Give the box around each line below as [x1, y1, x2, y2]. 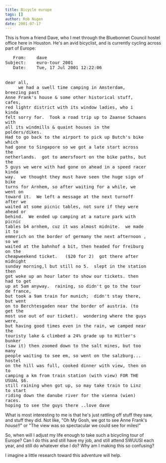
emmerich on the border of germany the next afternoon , [5, 234, 147, 239]
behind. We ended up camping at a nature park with [5, 214, 136, 220]
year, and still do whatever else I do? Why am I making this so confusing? [5, 443, 155, 449]
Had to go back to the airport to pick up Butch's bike [5, 135, 144, 140]
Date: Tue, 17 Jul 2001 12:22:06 [13, 65, 102, 71]
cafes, [5, 100, 21, 105]
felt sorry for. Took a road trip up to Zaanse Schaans [5, 115, 147, 120]
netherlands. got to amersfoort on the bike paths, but [5, 154, 147, 160]
